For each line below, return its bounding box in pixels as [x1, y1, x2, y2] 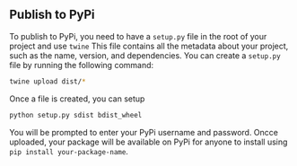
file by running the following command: [9, 59, 154, 70]
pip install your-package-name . [9, 145, 128, 156]
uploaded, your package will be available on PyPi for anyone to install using [9, 136, 288, 147]
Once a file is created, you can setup [9, 93, 145, 104]
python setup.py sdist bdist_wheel [9, 110, 143, 119]
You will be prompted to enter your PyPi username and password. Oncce [9, 127, 279, 137]
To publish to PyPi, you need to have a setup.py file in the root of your [9, 31, 267, 41]
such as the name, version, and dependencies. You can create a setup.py [9, 49, 281, 61]
